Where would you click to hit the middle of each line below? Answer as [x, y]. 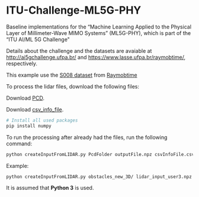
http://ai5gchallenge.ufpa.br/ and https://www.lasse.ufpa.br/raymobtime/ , [96, 57]
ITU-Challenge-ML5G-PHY [74, 10]
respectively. [22, 63]
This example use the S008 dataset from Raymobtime [72, 75]
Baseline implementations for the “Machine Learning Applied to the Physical [99, 27]
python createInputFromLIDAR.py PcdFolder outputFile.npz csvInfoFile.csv [100, 154]
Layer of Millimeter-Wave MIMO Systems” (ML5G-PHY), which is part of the [99, 33]
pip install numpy [29, 126]
